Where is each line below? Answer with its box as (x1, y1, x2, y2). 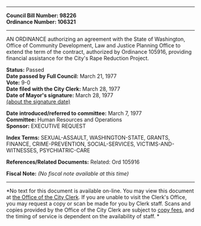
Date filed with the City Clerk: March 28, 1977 (6, 85, 121, 92)
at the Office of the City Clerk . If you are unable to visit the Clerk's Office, (6, 194, 187, 201)
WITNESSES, (6, 147, 38, 153)
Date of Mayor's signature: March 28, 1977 (6, 92, 114, 99)
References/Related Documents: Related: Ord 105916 (6, 158, 140, 165)
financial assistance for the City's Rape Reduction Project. (6, 55, 150, 62)
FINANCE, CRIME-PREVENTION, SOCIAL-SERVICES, (6, 140, 136, 147)
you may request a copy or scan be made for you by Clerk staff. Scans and (6, 200, 191, 207)
